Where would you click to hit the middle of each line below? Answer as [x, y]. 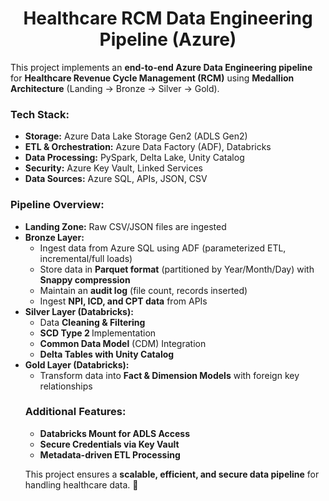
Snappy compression [85, 279]
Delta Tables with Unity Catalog [107, 354]
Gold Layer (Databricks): [77, 364]
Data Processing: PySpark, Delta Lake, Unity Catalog [134, 158]
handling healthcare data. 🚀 [81, 484]
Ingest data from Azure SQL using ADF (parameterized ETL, [163, 248]
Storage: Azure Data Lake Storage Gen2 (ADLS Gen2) [136, 136]
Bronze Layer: [54, 237]
